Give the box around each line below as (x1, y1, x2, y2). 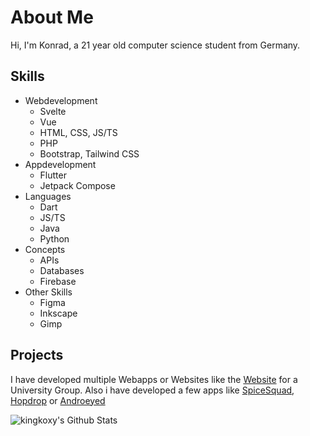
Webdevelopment (24, 94, 98, 106)
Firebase (39, 275, 77, 287)
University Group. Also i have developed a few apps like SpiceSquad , (10, 384, 295, 396)
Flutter (39, 169, 67, 181)
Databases (39, 264, 85, 276)
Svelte (39, 105, 67, 117)
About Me (10, 6, 94, 29)
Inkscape (39, 307, 78, 319)
